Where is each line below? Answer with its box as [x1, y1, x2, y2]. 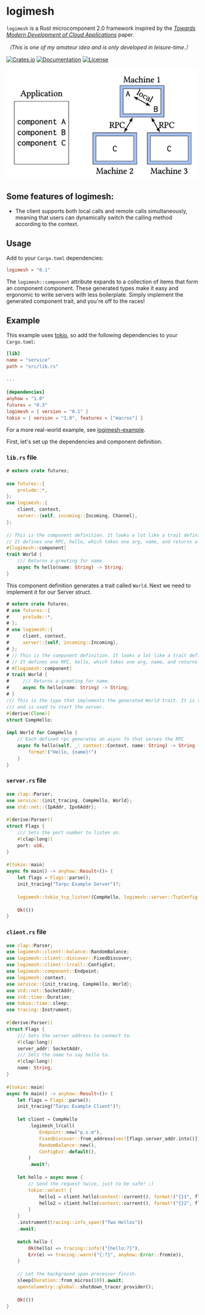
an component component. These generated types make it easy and [6, 285, 179, 292]
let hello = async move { [17, 1175, 84, 1181]
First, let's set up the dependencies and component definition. [6, 438, 163, 445]
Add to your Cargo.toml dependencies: [6, 255, 104, 262]
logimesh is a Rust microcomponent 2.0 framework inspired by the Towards [6, 24, 196, 32]
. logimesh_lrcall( [28, 1123, 75, 1129]
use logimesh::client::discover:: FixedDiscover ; [6, 955, 132, 961]
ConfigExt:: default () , [38, 1148, 97, 1155]
